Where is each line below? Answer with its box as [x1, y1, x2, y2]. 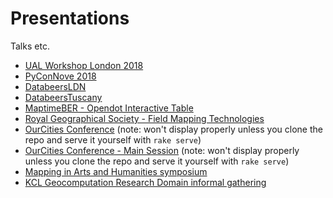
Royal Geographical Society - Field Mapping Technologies [24, 112, 265, 124]
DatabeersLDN [24, 80, 87, 92]
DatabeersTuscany [24, 91, 103, 103]
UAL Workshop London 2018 [24, 59, 144, 71]
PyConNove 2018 [24, 70, 97, 82]
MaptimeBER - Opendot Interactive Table [24, 102, 194, 114]
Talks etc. [10, 40, 50, 52]
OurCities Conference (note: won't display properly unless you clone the [24, 123, 323, 135]
